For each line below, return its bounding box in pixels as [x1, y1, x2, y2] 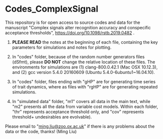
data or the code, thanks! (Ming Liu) [5, 128, 77, 134]
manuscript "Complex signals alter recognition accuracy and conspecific [5, 24, 151, 30]
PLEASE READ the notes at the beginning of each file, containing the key [12, 39, 158, 45]
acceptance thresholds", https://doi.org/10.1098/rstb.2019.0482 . [5, 30, 135, 35]
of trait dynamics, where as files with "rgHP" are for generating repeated [12, 84, 158, 89]
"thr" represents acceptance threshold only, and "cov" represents [12, 108, 145, 115]
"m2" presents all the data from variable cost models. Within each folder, [12, 104, 158, 109]
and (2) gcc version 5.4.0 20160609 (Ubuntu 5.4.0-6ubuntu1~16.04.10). [12, 69, 155, 75]
